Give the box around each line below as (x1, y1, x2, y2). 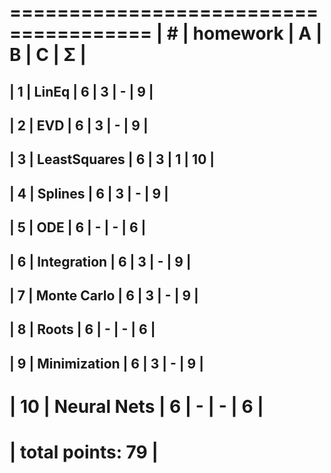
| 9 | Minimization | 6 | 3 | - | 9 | (9, 355, 205, 372)
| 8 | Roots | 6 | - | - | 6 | (9, 321, 156, 338)
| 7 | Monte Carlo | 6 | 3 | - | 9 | (9, 287, 199, 304)
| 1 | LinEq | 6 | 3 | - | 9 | (9, 83, 154, 100)
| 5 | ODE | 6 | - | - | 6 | (9, 219, 147, 236)
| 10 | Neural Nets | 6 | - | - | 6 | (9, 395, 264, 418)
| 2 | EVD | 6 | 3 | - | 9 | (9, 117, 149, 134)
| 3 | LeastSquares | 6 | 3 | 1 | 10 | (9, 151, 216, 168)
